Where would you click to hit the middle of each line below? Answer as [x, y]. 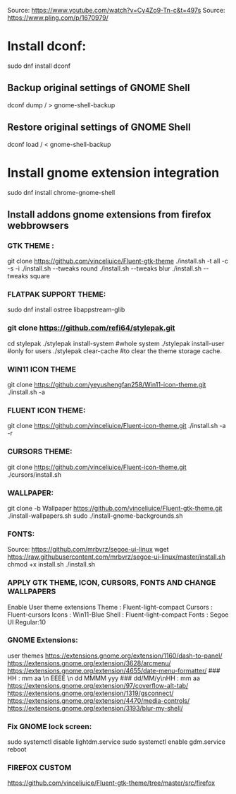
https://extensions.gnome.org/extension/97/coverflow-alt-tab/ [98, 685]
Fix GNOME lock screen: [50, 726]
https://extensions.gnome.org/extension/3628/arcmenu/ [89, 663]
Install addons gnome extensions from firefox [109, 214]
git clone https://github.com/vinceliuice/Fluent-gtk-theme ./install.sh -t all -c [118, 261]
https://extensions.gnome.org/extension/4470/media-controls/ [99, 700]
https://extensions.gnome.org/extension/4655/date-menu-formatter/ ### [114, 670]
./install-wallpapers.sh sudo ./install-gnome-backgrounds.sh [95, 516]
